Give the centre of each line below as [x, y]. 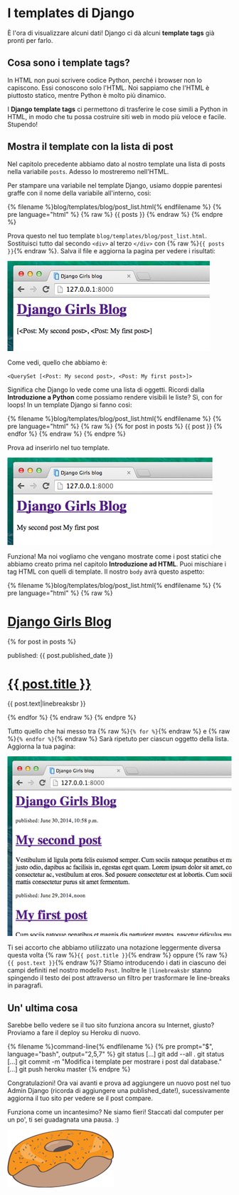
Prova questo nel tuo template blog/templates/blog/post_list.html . [107, 235]
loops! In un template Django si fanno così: [70, 405]
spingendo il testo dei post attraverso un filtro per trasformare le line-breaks [119, 978]
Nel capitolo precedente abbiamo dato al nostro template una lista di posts [116, 164]
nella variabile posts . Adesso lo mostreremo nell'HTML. [88, 171]
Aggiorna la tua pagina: [42, 746]
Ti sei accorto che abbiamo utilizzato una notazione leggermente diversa [114, 947]
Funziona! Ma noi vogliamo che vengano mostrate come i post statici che [115, 556]
